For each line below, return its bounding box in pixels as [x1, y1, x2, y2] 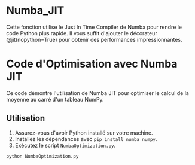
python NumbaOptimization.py [6, 153, 79, 159]
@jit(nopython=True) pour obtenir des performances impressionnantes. [6, 36, 182, 43]
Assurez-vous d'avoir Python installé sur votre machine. [14, 129, 154, 136]
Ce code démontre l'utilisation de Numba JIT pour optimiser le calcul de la [6, 89, 190, 96]
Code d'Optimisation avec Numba [6, 57, 178, 71]
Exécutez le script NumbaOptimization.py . [14, 142, 116, 149]
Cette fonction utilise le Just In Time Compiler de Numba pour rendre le [6, 23, 182, 30]
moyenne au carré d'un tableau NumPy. [6, 96, 104, 103]
